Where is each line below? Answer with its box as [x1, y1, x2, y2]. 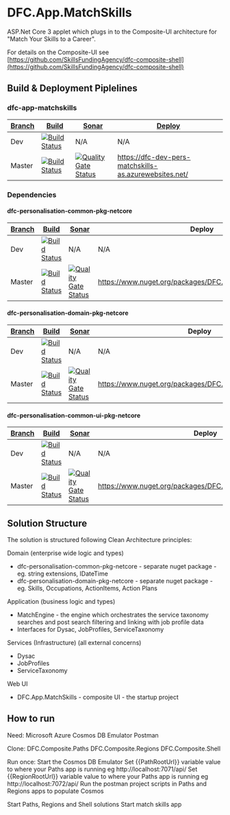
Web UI [7, 679, 28, 687]
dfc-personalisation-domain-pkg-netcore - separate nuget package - [16, 576, 214, 584]
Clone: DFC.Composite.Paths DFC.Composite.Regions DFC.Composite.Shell [7, 744, 221, 753]
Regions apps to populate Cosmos [7, 787, 104, 795]
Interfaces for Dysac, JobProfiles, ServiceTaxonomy [16, 625, 164, 633]
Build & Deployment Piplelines [7, 82, 138, 94]
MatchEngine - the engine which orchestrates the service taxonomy [16, 611, 209, 619]
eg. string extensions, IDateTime [16, 569, 108, 578]
